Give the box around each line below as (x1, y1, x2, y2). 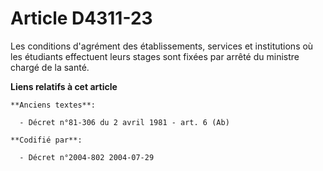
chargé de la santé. (10, 61, 90, 73)
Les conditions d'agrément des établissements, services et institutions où (10, 40, 314, 52)
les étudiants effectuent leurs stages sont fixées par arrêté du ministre (10, 50, 300, 62)
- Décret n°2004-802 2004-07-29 (19, 152, 155, 162)
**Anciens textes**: (10, 100, 97, 110)
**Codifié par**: (10, 135, 83, 145)
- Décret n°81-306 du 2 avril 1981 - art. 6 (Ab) (19, 117, 230, 127)
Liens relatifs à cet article (10, 80, 118, 92)
